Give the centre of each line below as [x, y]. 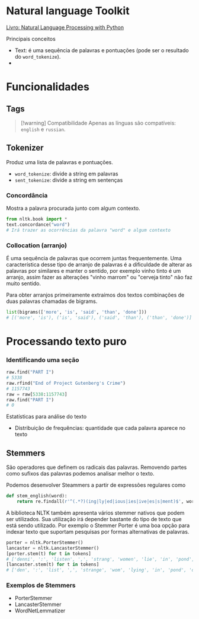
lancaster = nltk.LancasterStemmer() [53, 548]
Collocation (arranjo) [36, 245]
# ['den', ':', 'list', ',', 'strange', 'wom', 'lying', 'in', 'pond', [96, 570]
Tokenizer [25, 148]
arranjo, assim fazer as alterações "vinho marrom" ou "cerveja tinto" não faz [99, 277]
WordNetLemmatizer [40, 611]
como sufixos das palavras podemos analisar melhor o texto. [81, 474]
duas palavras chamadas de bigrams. [52, 301]
